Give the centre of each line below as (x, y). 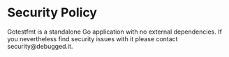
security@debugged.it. (40, 46)
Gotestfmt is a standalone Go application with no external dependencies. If (114, 32)
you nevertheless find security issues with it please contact (93, 38)
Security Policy (52, 13)
